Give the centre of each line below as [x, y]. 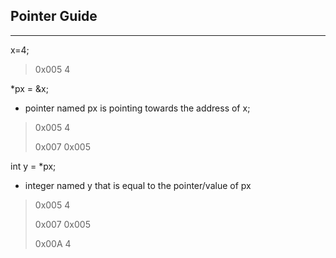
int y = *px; [33, 166]
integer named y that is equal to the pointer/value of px [138, 185]
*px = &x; [29, 88]
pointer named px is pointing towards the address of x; [137, 108]
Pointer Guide [54, 16]
